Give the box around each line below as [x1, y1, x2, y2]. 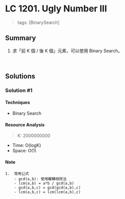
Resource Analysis [5, 121, 45, 127]
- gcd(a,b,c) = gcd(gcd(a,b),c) [14, 185, 81, 190]
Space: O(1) [12, 148, 37, 154]
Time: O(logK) [12, 142, 41, 148]
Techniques [5, 99, 30, 105]
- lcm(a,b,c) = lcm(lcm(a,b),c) [14, 190, 81, 195]
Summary [5, 34, 36, 42]
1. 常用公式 [5, 171, 29, 176]
